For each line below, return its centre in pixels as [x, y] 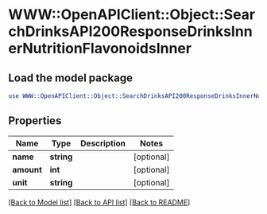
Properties [35, 121]
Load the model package [71, 78]
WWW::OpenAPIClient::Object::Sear [132, 15]
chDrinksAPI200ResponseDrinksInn [130, 31]
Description [103, 143]
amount [27, 169]
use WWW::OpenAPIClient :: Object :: [66, 96]
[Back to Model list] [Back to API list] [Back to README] [99, 202]
